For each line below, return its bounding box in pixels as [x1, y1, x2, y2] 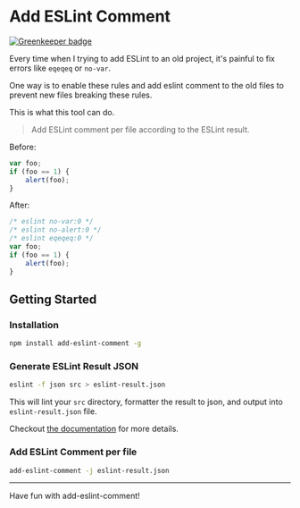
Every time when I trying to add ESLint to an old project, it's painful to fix [9, 53, 275, 63]
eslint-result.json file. [9, 406, 97, 417]
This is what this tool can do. [9, 106, 115, 117]
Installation [9, 318, 60, 331]
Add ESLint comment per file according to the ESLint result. [30, 123, 250, 135]
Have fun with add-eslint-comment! [9, 490, 140, 502]
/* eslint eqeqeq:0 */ [9, 234, 94, 243]
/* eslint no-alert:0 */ [9, 225, 102, 234]
